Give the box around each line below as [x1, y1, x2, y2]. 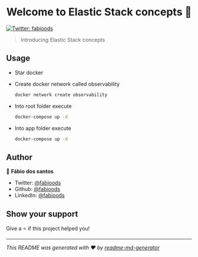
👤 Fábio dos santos [6, 168, 54, 175]
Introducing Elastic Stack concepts [20, 36, 105, 43]
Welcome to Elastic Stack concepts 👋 [6, 5, 192, 19]
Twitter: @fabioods [14, 179, 61, 186]
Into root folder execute [14, 103, 72, 110]
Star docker [14, 69, 44, 76]
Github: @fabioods [14, 186, 61, 193]
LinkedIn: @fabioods [14, 192, 65, 199]
